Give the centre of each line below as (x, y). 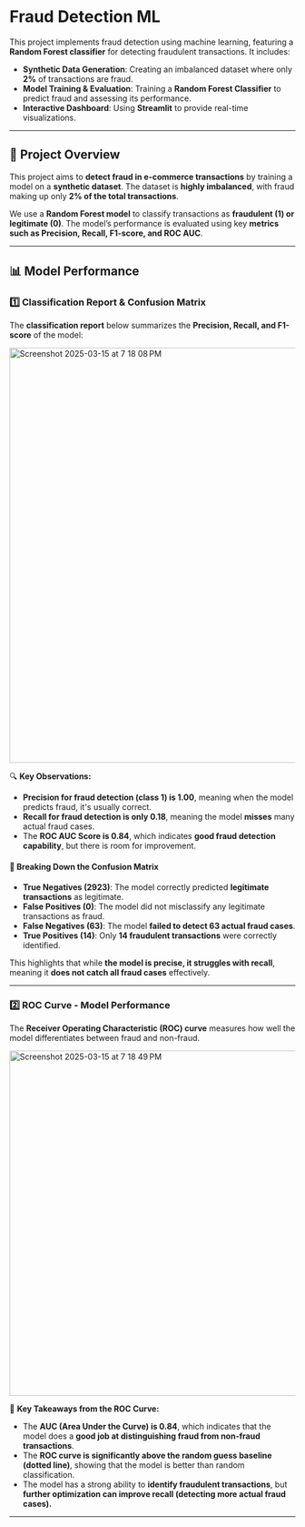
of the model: (58, 335)
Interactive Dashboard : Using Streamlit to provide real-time (135, 107)
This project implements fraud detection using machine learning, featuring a (152, 42)
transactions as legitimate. (73, 896)
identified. (41, 945)
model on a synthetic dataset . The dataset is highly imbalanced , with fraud (152, 186)
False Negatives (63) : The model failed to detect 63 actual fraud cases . (159, 925)
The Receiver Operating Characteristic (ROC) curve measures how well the (152, 1028)
